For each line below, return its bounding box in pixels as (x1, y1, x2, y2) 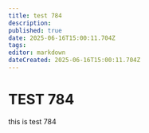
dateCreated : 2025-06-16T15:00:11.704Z (8, 57, 141, 65)
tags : (8, 41, 26, 49)
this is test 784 (8, 116, 57, 126)
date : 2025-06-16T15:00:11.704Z (8, 33, 116, 42)
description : (8, 19, 52, 27)
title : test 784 (8, 11, 62, 20)
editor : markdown (8, 49, 66, 57)
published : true (8, 26, 62, 34)
